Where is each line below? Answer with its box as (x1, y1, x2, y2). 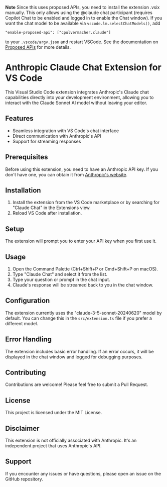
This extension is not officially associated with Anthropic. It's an (5, 437, 137, 444)
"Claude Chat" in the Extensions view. (12, 205, 91, 211)
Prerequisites (5, 153, 48, 161)
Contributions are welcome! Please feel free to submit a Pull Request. (5, 381, 148, 387)
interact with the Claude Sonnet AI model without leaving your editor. (5, 100, 147, 106)
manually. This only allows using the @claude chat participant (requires (5, 10, 153, 16)
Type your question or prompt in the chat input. (12, 276, 110, 282)
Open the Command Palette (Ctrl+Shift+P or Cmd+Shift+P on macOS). (12, 266, 158, 272)
